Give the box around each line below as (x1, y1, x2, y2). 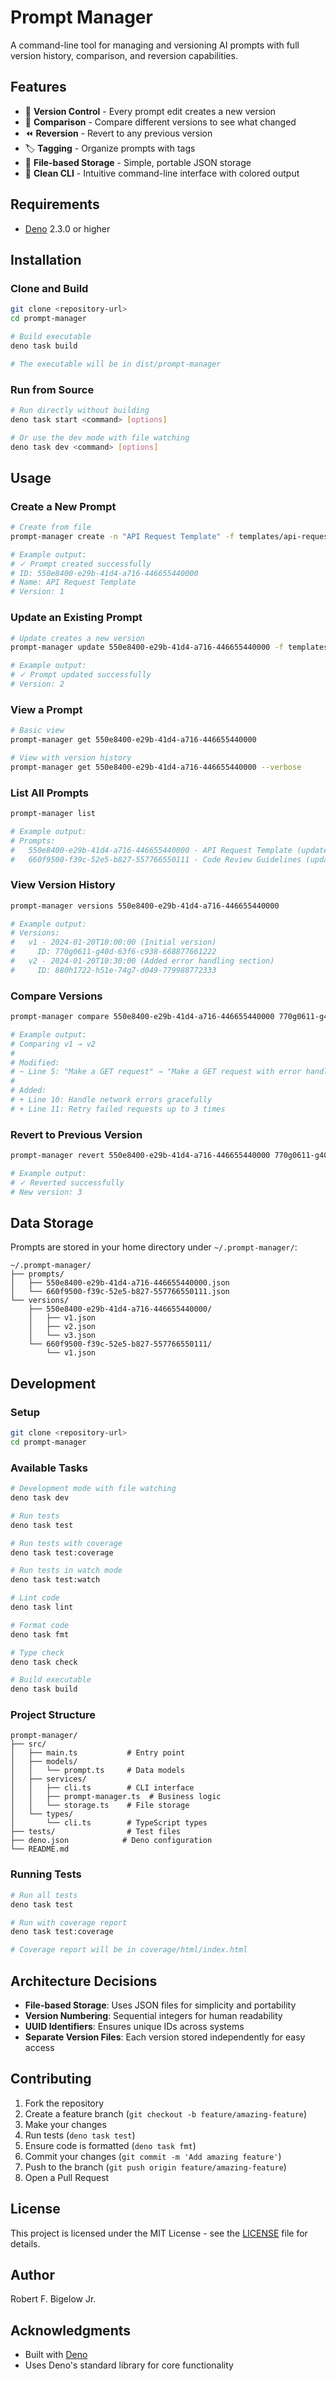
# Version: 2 (10, 679, 65, 690)
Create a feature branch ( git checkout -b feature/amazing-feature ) (24, 2107, 308, 2120)
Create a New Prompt (10, 499, 117, 513)
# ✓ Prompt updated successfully (10, 670, 152, 680)
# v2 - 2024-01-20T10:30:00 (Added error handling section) (10, 956, 275, 966)
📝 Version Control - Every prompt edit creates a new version (24, 105, 277, 117)
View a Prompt (10, 702, 83, 716)
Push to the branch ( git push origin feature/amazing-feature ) (24, 2161, 287, 2173)
